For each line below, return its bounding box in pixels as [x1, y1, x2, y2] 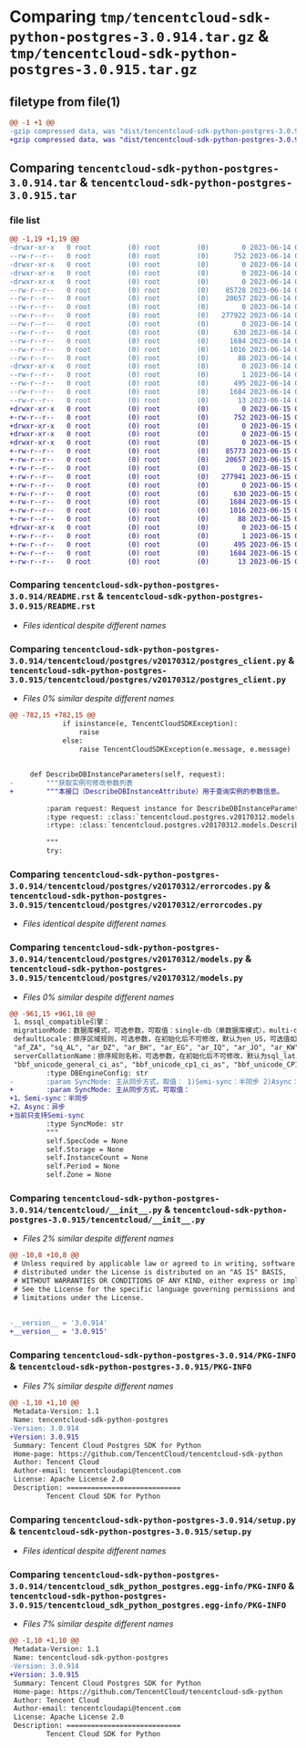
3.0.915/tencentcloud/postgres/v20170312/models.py [9, 973, 244, 983]
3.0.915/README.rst [9, 601, 96, 612]
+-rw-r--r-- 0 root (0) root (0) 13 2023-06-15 [9, 557, 291, 567]
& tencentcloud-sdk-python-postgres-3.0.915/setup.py [9, 1524, 252, 1537]
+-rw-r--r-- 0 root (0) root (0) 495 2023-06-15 [9, 540, 291, 549]
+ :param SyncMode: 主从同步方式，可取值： [9, 1086, 190, 1095]
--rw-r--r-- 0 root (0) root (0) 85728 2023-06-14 [9, 286, 291, 295]
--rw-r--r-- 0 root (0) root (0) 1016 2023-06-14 [9, 345, 291, 354]
